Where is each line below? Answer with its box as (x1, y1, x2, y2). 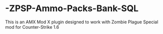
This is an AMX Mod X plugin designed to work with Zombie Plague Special (5, 19, 159, 25)
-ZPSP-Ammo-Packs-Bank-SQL (5, 3, 139, 14)
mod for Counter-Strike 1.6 (5, 24, 59, 30)
